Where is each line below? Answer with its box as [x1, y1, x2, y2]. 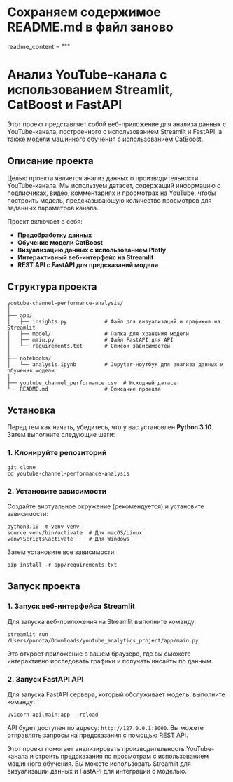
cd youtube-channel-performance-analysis [7, 470, 130, 477]
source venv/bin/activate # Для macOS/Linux [7, 529, 142, 537]
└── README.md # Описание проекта [7, 385, 161, 393]
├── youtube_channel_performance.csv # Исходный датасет [7, 379, 180, 386]
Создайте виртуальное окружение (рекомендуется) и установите [7, 502, 204, 511]
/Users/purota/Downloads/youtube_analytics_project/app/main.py [7, 637, 199, 644]
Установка [7, 404, 56, 416]
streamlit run [7, 631, 49, 638]
